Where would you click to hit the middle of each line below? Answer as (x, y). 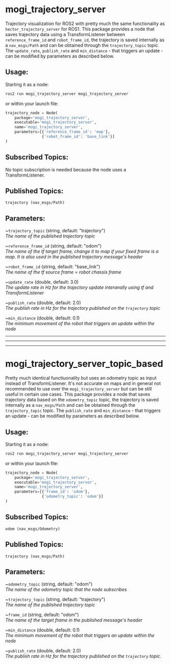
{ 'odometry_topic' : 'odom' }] (72, 497)
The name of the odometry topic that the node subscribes (66, 589)
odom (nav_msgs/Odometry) (33, 529)
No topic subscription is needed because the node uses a (66, 169)
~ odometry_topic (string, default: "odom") (49, 584)
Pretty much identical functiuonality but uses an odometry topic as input (81, 378)
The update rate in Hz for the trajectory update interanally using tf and (79, 287)
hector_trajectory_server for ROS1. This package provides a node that (80, 29)
